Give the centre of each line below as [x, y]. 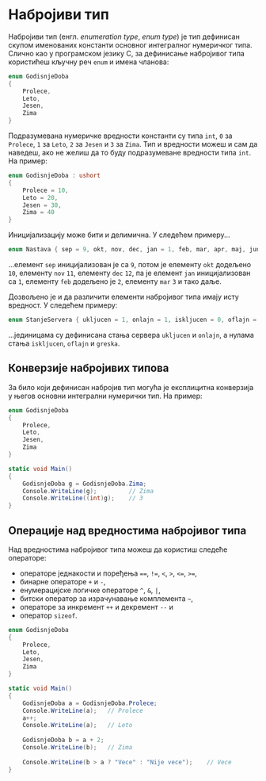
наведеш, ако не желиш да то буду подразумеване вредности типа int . [130, 153]
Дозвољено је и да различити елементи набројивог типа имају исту [123, 297]
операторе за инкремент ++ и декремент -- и [97, 607]
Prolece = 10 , [46, 190]
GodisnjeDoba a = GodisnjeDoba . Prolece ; [90, 703]
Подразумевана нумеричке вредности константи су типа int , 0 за [120, 136]
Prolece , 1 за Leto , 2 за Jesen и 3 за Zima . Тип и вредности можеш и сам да [133, 144]
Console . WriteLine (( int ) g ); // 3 [83, 498]
